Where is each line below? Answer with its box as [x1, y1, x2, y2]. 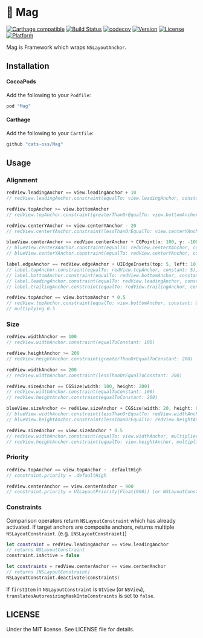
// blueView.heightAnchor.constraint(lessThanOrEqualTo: [6, 416, 153, 423]
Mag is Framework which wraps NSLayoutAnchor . [6, 43, 127, 51]
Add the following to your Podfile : [6, 91, 91, 98]
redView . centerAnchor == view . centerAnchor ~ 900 [6, 483, 134, 490]
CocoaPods [6, 78, 36, 85]
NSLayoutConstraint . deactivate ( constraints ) [6, 575, 120, 581]
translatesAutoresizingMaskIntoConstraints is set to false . [6, 592, 155, 599]
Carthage [6, 116, 31, 123]
